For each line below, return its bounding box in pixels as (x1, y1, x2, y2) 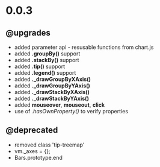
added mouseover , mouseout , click (14, 101, 105, 109)
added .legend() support (14, 69, 76, 76)
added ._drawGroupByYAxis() (14, 82, 91, 89)
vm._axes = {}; (14, 147, 51, 154)
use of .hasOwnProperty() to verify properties (14, 108, 129, 115)
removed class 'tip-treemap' (14, 141, 85, 148)
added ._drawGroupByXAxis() (14, 76, 91, 83)
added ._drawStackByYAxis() (14, 95, 90, 102)
